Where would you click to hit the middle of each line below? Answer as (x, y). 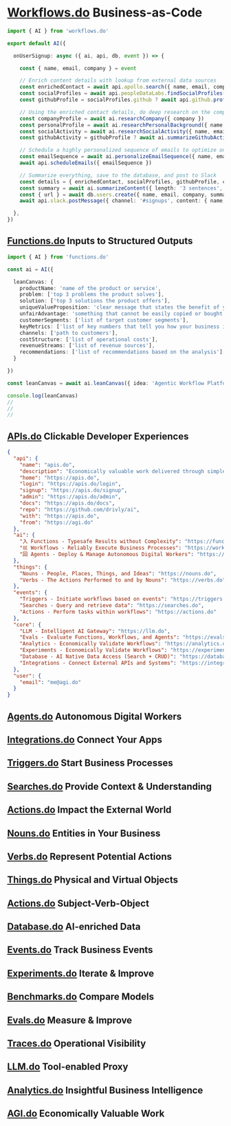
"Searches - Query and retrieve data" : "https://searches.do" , (112, 606)
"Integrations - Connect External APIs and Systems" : (98, 663)
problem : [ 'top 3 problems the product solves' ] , (92, 295)
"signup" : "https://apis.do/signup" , (74, 490)
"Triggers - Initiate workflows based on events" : (93, 599)
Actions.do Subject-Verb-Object (78, 903)
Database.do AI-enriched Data (74, 927)
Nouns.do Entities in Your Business (84, 833)
